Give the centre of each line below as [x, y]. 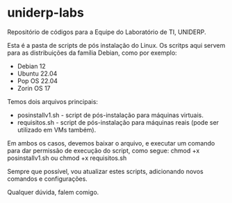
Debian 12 [32, 66]
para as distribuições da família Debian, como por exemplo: [92, 53]
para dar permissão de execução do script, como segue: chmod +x [103, 150]
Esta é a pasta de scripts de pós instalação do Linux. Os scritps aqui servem [116, 45]
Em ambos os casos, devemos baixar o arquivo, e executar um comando [111, 143]
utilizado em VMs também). [57, 130]
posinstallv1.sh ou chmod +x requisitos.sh [67, 158]
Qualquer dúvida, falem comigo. [53, 192]
